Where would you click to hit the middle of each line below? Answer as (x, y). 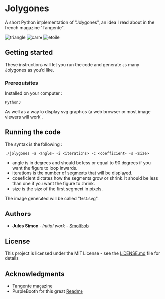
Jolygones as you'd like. (30, 70)
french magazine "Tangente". (35, 27)
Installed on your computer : (34, 93)
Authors (18, 214)
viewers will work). (24, 117)
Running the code (33, 132)
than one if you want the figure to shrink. (54, 183)
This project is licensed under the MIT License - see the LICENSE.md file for (82, 253)
